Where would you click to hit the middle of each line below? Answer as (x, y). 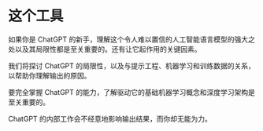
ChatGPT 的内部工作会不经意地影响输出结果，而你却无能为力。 (110, 118)
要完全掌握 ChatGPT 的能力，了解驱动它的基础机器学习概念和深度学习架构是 (132, 92)
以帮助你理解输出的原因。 (50, 75)
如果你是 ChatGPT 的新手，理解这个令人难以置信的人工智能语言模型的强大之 (132, 39)
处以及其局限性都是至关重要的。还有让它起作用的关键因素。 (105, 49)
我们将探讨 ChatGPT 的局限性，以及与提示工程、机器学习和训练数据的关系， (132, 65)
